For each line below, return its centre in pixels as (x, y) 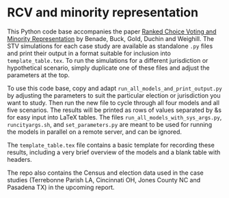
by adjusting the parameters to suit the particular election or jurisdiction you (114, 95)
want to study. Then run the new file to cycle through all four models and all (113, 102)
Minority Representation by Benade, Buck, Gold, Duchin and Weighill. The (110, 38)
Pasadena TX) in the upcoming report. (61, 187)
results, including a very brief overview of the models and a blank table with (114, 152)
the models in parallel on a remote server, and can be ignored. (95, 132)
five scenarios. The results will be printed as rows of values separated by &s (114, 110)
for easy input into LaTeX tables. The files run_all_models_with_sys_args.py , (114, 117)
